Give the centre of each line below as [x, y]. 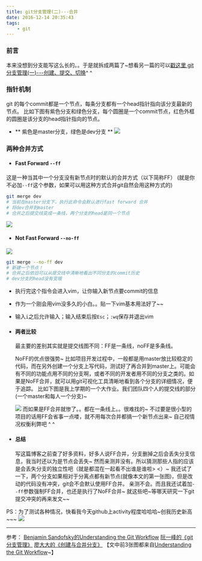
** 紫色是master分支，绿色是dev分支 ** [64, 131]
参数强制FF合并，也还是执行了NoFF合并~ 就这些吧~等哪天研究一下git [109, 491]
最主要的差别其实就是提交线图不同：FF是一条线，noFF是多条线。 [95, 346]
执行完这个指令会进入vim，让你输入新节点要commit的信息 [87, 291]
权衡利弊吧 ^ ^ [38, 424]
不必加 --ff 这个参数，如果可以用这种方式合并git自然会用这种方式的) [90, 185]
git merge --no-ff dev [35, 262]
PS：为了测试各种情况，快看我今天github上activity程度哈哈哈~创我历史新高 [99, 511]
